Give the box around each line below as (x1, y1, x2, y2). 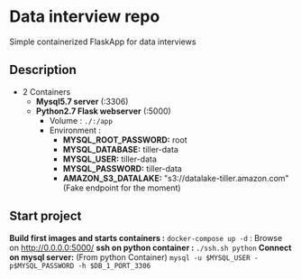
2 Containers (22, 86, 71, 97)
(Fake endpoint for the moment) (62, 182, 182, 193)
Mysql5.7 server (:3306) (35, 96, 129, 107)
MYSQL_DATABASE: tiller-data (62, 144, 178, 154)
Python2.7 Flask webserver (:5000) (35, 106, 171, 116)
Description (9, 62, 77, 78)
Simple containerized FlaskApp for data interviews (9, 36, 196, 47)
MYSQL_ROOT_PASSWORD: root (62, 134, 187, 145)
